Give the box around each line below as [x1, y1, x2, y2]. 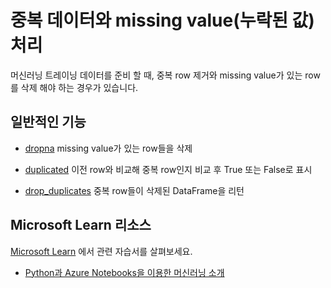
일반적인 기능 [10, 114, 87, 131]
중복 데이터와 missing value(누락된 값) [10, 9, 315, 32]
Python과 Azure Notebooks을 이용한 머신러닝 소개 [24, 266, 225, 278]
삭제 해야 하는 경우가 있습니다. [20, 81, 139, 93]
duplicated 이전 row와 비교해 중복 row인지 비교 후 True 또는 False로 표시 [24, 163, 313, 175]
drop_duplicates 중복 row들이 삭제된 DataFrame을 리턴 [24, 184, 245, 196]
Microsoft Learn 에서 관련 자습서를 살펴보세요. [10, 245, 193, 257]
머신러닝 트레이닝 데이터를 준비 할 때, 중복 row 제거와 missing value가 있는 [10, 69, 303, 81]
